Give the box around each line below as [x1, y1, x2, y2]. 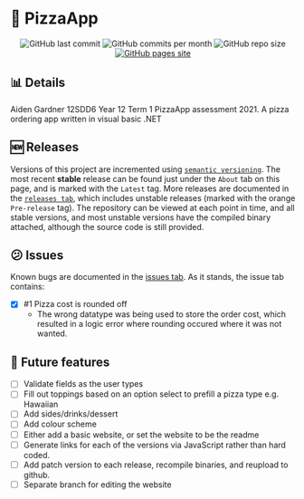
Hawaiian [23, 398, 59, 410]
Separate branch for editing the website [23, 479, 172, 490]
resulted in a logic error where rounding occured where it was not [36, 319, 282, 330]
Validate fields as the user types [23, 379, 144, 389]
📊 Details [10, 75, 66, 91]
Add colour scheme [23, 418, 98, 429]
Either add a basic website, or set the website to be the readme [23, 429, 260, 440]
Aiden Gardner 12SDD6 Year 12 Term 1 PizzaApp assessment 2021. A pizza [10, 103, 290, 114]
